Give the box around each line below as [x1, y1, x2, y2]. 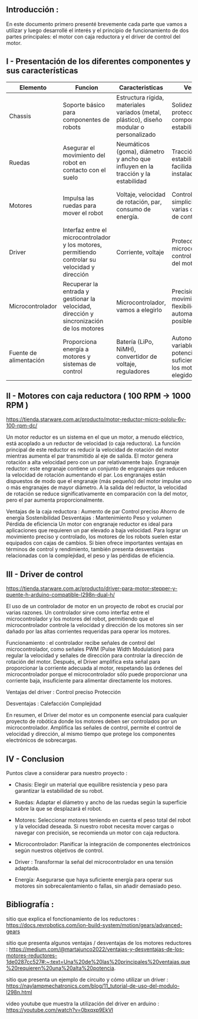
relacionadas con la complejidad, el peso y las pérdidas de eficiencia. [6, 552, 175, 559]
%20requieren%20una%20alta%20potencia [6, 965, 115, 972]
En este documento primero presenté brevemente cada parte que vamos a [6, 20, 187, 27]
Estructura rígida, [116, 93, 164, 101]
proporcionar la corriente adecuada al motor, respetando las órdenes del [6, 664, 183, 671]
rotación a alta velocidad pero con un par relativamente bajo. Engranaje [6, 459, 180, 466]
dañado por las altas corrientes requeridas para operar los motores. [6, 628, 171, 635]
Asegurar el [62, 143, 95, 152]
